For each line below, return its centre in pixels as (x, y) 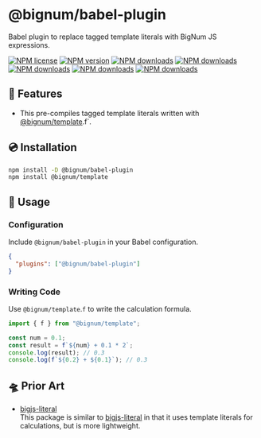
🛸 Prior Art (37, 386)
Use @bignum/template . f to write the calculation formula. (100, 308)
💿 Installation (43, 147)
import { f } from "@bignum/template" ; (74, 324)
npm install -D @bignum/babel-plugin (71, 170)
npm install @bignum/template (58, 177)
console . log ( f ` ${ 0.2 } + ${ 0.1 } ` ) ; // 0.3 (78, 360)
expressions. (29, 45)
